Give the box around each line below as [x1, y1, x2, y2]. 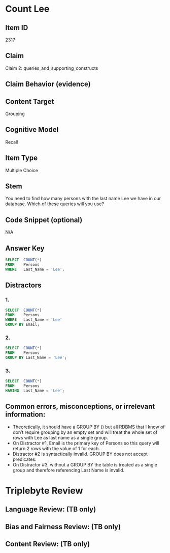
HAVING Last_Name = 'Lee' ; [5, 388, 65, 393]
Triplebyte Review [5, 485, 83, 496]
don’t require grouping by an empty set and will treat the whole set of [12, 429, 158, 435]
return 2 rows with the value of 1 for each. [12, 445, 100, 451]
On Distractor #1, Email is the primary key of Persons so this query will [12, 440, 160, 446]
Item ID [5, 23, 28, 32]
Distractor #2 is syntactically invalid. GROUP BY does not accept [12, 451, 148, 457]
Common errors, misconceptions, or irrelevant [5, 402, 155, 411]
